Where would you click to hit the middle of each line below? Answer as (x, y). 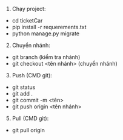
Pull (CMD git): (30, 118)
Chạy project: (29, 9)
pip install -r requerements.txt (49, 27)
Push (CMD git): (32, 75)
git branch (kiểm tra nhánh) (46, 57)
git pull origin (28, 130)
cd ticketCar (27, 20)
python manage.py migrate (46, 33)
